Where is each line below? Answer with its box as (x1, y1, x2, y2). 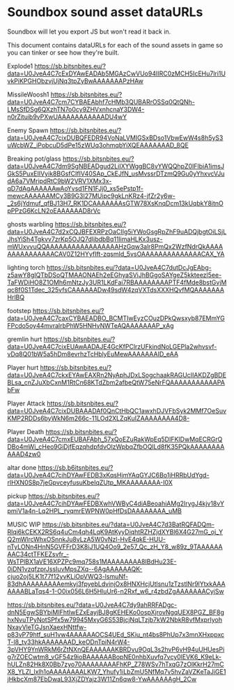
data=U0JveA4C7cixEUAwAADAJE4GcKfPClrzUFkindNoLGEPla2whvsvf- (7, 342, 217, 350)
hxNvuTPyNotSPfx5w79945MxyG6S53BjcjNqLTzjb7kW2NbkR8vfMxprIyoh (7, 615, 223, 624)
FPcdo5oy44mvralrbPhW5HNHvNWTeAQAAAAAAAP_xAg (7, 321, 174, 329)
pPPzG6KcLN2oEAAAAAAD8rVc (7, 206, 101, 215)
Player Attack (7, 399, 46, 408)
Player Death (7, 427, 45, 436)
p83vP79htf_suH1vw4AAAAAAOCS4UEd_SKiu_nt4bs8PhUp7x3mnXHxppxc (7, 630, 225, 638)
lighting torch (7, 263, 45, 271)
